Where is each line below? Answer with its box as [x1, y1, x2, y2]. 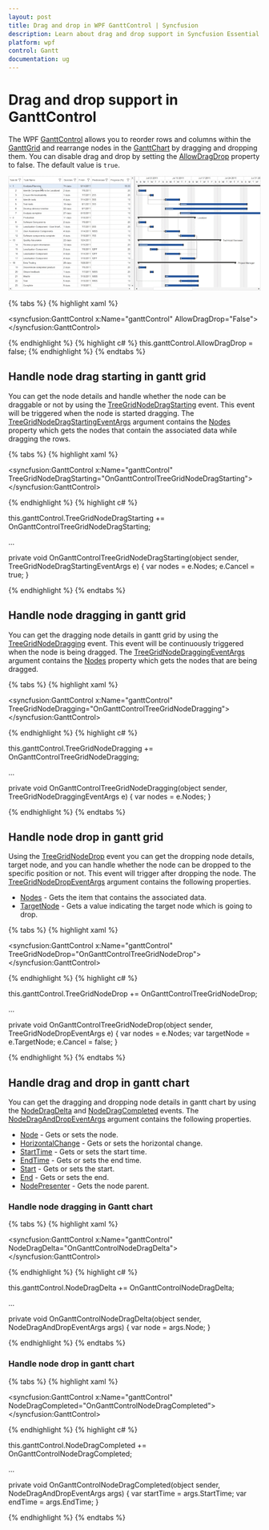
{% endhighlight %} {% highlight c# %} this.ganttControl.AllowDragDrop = [8, 338, 254, 348]
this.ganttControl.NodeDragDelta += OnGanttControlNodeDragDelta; [8, 1283, 235, 1292]
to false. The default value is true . [8, 160, 120, 169]
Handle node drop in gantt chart [8, 1358, 134, 1369]
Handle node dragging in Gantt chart [8, 1201, 154, 1212]
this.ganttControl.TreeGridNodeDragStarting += [8, 513, 166, 523]
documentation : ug [8, 55, 70, 63]
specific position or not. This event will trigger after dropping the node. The [8, 869, 256, 878]
